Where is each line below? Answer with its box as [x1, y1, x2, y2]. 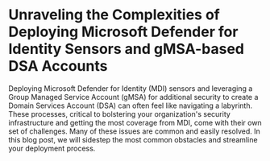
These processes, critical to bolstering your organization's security [8, 109, 231, 118]
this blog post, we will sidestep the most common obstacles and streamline [8, 134, 258, 144]
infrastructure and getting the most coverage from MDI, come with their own [8, 118, 262, 127]
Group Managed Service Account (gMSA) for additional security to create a [8, 92, 259, 101]
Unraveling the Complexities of [8, 6, 220, 24]
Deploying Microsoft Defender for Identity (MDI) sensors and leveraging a [8, 83, 253, 93]
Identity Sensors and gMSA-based [8, 40, 244, 58]
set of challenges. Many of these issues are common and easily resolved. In [8, 126, 260, 136]
